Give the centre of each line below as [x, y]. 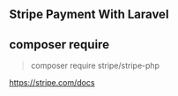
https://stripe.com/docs [52, 83]
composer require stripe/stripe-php [95, 66]
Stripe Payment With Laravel [89, 15]
